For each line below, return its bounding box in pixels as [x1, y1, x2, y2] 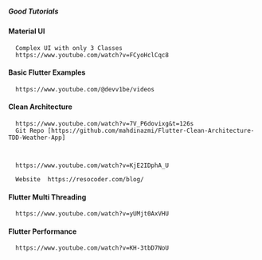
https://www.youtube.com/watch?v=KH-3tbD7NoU [15, 244, 170, 252]
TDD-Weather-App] [8, 134, 66, 142]
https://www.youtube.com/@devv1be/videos [15, 85, 155, 93]
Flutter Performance [8, 227, 77, 236]
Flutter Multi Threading [8, 192, 87, 202]
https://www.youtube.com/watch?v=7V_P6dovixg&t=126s [15, 119, 194, 127]
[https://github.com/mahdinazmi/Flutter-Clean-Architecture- [47, 126, 255, 134]
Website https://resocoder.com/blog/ [15, 175, 145, 183]
